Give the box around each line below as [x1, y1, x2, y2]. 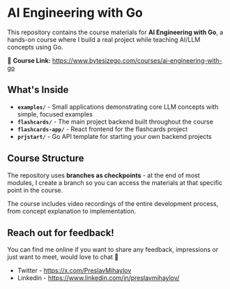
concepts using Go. [7, 43, 63, 51]
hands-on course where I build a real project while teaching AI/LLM [7, 35, 201, 43]
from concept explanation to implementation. [7, 207, 137, 215]
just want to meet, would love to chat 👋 [7, 253, 119, 261]
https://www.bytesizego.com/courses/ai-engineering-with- [52, 56, 223, 64]
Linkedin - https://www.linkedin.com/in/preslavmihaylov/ [17, 274, 180, 282]
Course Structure [7, 152, 85, 165]
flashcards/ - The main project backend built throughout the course [17, 117, 214, 126]
